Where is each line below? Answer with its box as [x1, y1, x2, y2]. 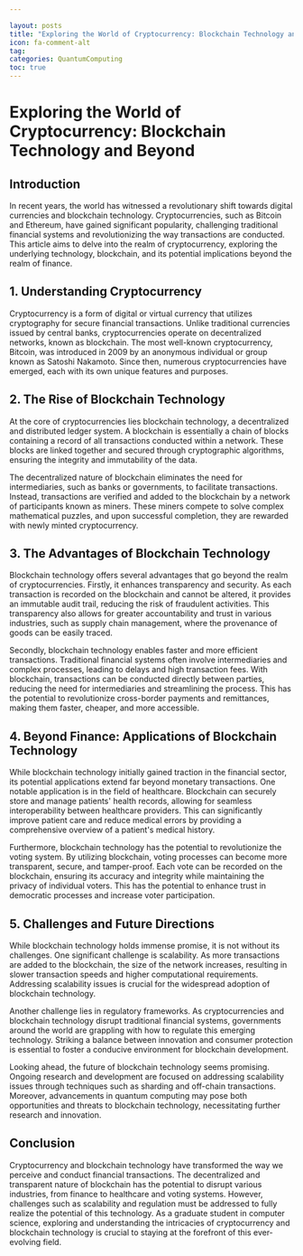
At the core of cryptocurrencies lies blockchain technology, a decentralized [9, 416, 289, 426]
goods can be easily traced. [9, 627, 113, 638]
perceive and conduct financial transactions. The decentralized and [9, 1169, 261, 1180]
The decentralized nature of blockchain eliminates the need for [9, 472, 243, 483]
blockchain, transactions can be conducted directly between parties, [9, 674, 265, 685]
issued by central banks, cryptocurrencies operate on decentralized [9, 327, 262, 338]
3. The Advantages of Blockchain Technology [9, 546, 271, 561]
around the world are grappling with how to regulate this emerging [9, 1025, 255, 1036]
